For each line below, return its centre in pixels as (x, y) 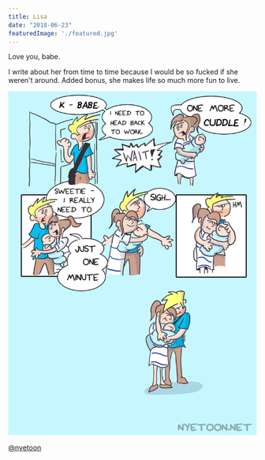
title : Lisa (28, 17)
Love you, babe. (34, 57)
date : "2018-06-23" (40, 25)
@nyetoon (25, 447)
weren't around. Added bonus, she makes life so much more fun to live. (124, 80)
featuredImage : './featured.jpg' (63, 33)
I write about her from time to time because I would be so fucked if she (123, 72)
